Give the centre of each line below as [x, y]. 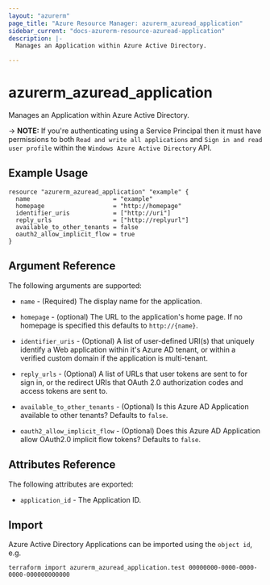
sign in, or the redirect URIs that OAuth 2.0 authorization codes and [131, 382]
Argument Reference [62, 266]
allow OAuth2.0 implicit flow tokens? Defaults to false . [110, 439]
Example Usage [48, 173]
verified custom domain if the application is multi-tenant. [114, 358]
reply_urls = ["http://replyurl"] [102, 220]
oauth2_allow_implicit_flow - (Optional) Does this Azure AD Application [140, 430]
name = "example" [84, 198]
